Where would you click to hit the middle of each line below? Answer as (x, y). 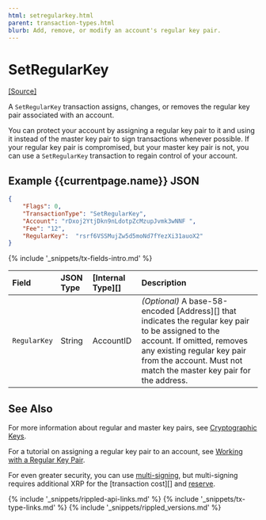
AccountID (112, 341)
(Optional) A (164, 301)
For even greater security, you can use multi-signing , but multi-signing (123, 476)
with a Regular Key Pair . (47, 460)
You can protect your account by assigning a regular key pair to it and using (132, 131)
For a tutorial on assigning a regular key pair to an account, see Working (125, 452)
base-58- (208, 301)
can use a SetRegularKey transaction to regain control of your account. (123, 156)
